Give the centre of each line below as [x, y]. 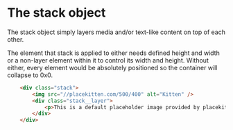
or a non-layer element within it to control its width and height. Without [108, 60]
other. [16, 39]
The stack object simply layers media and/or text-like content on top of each [116, 32]
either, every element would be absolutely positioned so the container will [112, 67]
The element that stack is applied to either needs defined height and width [113, 53]
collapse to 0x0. [30, 75]
